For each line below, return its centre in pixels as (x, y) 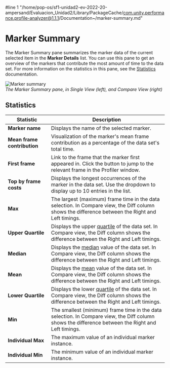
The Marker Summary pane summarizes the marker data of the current (79, 52)
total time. (63, 149)
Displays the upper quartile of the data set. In (104, 226)
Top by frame (24, 181)
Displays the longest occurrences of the (98, 178)
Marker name (24, 128)
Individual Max (26, 340)
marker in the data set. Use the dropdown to (103, 185)
